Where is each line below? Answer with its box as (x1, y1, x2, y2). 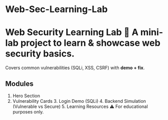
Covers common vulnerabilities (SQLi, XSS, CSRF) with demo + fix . (5, 65, 145, 71)
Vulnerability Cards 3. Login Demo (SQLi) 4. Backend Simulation (12, 98, 146, 104)
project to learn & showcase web (20, 37, 161, 49)
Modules (5, 79, 34, 88)
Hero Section (12, 92, 40, 99)
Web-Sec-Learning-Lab (5, 4, 108, 15)
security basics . (5, 48, 75, 59)
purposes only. (12, 108, 44, 114)
